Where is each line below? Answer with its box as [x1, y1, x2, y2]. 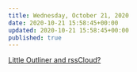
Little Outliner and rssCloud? [8, 55, 101, 65]
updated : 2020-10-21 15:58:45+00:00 [8, 26, 129, 34]
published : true [8, 33, 62, 42]
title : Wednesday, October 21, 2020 [8, 11, 129, 20]
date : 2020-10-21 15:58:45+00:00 [8, 19, 119, 27]
